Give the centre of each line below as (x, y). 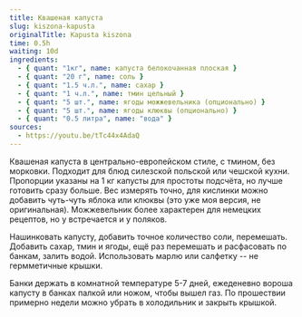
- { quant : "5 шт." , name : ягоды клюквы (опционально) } (127, 110)
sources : (26, 128)
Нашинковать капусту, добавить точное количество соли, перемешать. (149, 236)
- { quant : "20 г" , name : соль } (81, 77)
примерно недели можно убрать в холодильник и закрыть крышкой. (143, 302)
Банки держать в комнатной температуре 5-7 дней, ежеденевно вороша (151, 283)
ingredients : (34, 60)
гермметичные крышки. (56, 265)
